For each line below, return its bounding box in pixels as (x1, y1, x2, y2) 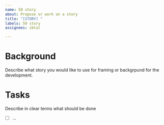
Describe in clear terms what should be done (5, 106, 96, 111)
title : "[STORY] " (5, 16, 43, 21)
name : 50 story (5, 7, 36, 12)
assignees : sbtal (5, 25, 41, 30)
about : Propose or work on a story (5, 12, 78, 17)
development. (5, 72, 33, 78)
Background (5, 51, 56, 62)
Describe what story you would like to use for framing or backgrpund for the (5, 67, 160, 73)
